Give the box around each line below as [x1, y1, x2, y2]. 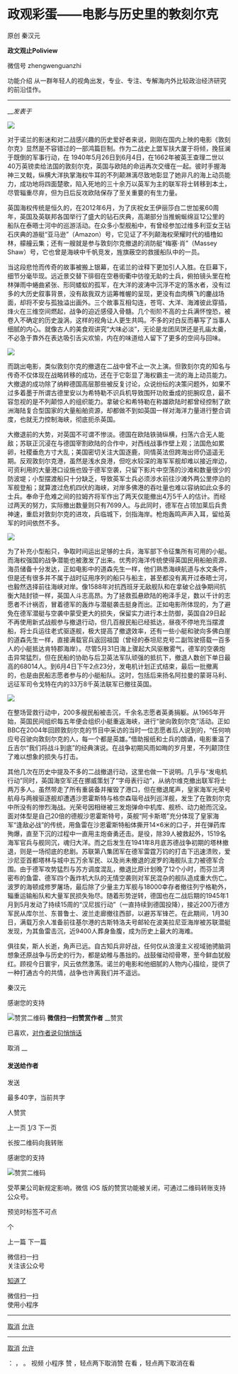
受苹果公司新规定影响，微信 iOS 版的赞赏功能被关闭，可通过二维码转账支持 [7, 1183, 226, 1192]
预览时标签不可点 [7, 1208, 57, 1216]
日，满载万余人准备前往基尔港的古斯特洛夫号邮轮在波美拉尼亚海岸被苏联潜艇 [7, 918, 231, 926]
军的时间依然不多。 [7, 518, 64, 527]
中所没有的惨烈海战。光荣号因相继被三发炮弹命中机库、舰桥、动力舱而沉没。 [7, 802, 231, 811]
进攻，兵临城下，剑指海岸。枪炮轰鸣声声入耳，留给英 [75, 509, 231, 518]
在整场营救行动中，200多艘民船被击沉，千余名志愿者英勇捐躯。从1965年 [7, 708, 220, 716]
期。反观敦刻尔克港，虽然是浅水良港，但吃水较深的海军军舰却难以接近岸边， [7, 456, 231, 465]
